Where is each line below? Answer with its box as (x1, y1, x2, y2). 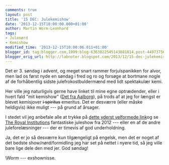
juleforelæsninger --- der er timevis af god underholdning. (5, 125, 126, 131)
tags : (5, 31, 17, 36)
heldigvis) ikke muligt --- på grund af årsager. (5, 104, 100, 111)
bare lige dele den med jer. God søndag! (5, 145, 89, 151)
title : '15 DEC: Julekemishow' (5, 17, 71, 22)
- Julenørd (5, 36, 28, 41)
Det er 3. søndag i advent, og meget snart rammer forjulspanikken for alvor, (5, 68, 161, 74)
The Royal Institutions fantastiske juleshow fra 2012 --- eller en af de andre (5, 119, 161, 126)
